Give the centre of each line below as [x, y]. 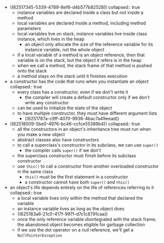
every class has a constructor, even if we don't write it [73, 92]
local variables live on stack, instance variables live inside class [82, 34]
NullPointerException [40, 236]
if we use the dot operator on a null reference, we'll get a [75, 230]
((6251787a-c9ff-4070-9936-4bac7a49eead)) [72, 119]
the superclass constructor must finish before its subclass [77, 156]
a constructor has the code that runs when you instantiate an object [79, 81]
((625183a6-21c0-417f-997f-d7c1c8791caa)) [63, 214]
